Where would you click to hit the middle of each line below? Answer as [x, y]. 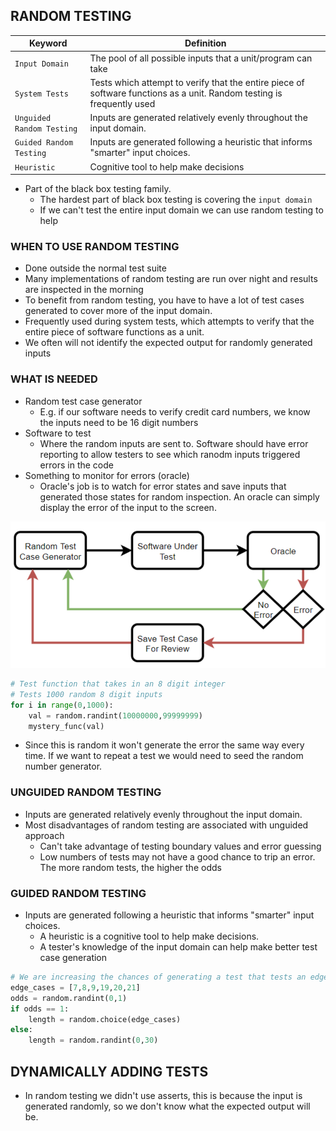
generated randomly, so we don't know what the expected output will [167, 1106]
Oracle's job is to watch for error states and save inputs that [163, 486]
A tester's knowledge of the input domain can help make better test [178, 947]
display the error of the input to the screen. [128, 507]
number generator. [63, 766]
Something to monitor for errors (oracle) [107, 475]
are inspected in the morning [84, 290]
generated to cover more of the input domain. [118, 311]
